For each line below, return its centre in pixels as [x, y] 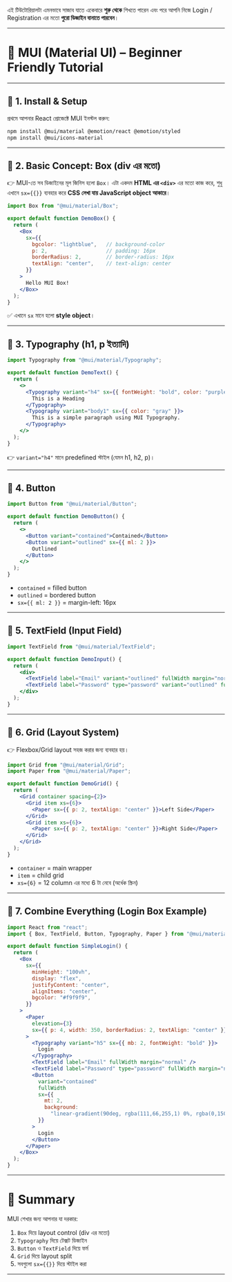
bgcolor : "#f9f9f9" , [61, 998]
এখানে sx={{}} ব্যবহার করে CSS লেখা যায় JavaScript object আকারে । [89, 193]
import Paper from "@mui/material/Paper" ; [69, 771]
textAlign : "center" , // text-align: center [101, 264]
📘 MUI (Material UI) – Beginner [95, 53]
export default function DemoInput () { [65, 659]
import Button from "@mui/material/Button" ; [72, 504]
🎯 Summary [41, 1200]
